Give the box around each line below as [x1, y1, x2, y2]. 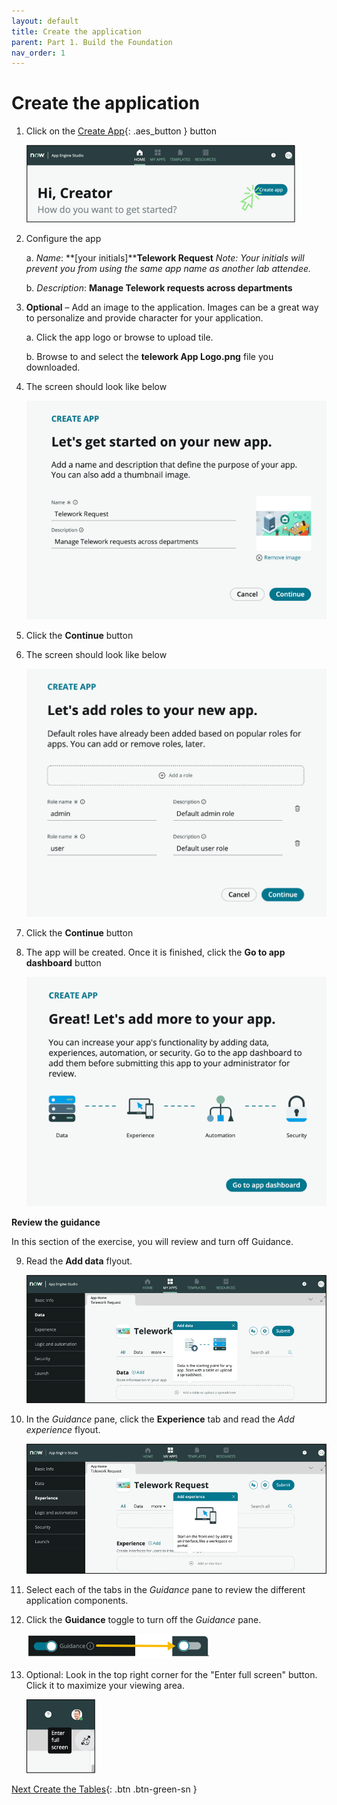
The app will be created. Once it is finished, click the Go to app [25, 946, 286, 959]
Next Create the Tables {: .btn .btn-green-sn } [11, 1783, 198, 1795]
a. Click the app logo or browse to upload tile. [25, 331, 214, 344]
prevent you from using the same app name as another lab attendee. [25, 263, 312, 275]
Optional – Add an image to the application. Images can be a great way [25, 301, 319, 314]
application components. [25, 1594, 129, 1606]
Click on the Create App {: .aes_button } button [25, 125, 217, 137]
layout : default [11, 16, 79, 26]
